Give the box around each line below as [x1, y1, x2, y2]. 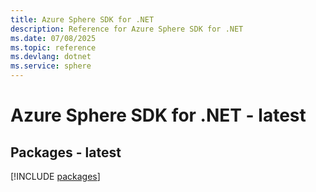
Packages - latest [10, 144, 122, 161]
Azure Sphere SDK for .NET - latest [10, 104, 307, 127]
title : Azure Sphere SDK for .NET [10, 14, 155, 25]
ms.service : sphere [10, 61, 92, 71]
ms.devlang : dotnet [10, 52, 92, 62]
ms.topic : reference [10, 42, 97, 53]
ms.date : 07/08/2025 [10, 33, 97, 43]
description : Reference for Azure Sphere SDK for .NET [10, 24, 244, 34]
